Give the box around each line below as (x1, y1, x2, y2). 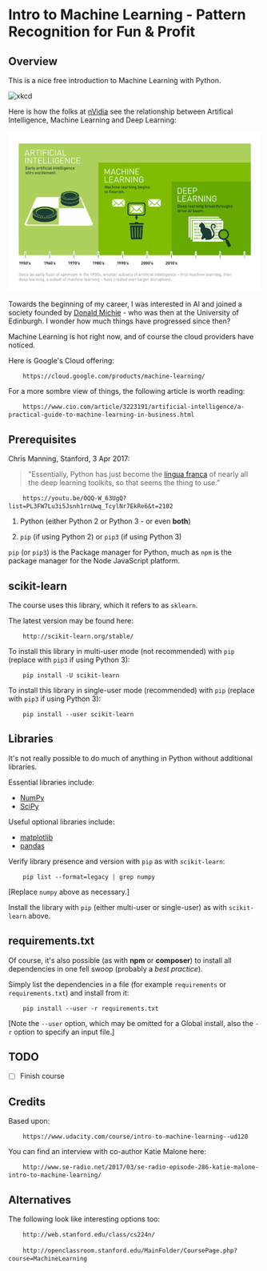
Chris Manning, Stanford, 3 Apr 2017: (8, 454, 130, 463)
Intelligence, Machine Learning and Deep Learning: (8, 115, 177, 125)
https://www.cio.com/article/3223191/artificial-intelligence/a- (22, 403, 245, 411)
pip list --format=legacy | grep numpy (22, 872, 156, 881)
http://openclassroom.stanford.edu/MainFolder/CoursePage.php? (22, 1247, 238, 1255)
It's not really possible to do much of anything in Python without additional (8, 753, 253, 763)
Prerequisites (8, 432, 77, 446)
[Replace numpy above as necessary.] (8, 887, 130, 896)
